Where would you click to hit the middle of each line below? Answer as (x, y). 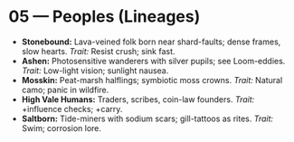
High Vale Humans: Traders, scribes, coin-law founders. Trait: (138, 99)
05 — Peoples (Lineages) (104, 17)
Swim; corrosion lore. (61, 128)
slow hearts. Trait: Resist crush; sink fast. (98, 51)
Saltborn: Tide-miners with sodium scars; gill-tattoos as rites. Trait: (147, 118)
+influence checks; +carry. (72, 109)
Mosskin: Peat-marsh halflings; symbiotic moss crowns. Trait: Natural (152, 80)
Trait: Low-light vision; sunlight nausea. (95, 71)
